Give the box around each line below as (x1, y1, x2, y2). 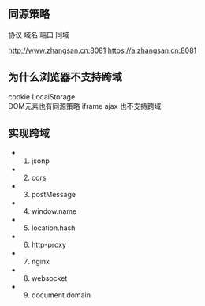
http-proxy (31, 240, 67, 250)
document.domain (31, 290, 91, 300)
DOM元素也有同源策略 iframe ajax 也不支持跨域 (8, 101, 162, 110)
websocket (31, 274, 68, 283)
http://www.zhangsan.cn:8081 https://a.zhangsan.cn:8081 (8, 46, 197, 55)
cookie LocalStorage (8, 91, 76, 101)
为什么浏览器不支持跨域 (8, 70, 122, 84)
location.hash (31, 223, 76, 233)
